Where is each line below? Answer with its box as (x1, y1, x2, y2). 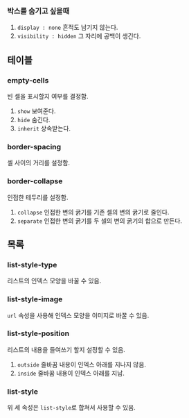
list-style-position (7, 328, 70, 338)
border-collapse (7, 176, 63, 186)
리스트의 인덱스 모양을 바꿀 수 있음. (7, 276, 102, 285)
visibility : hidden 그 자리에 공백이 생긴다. (17, 32, 141, 40)
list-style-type (7, 260, 57, 269)
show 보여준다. (17, 106, 56, 115)
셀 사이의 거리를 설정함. (7, 158, 71, 167)
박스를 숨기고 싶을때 (7, 6, 70, 15)
